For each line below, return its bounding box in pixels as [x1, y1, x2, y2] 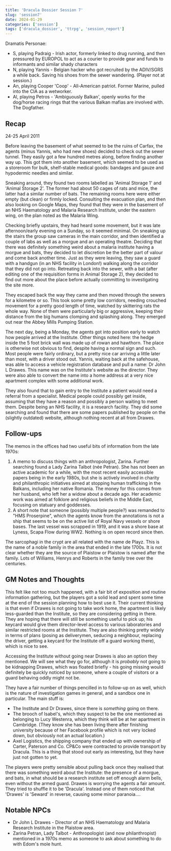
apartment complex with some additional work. [5, 377, 104, 383]
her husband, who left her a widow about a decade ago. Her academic [12, 491, 161, 497]
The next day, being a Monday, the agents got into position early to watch [5, 329, 160, 335]
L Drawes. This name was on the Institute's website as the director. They [5, 367, 158, 373]
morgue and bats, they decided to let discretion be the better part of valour [5, 249, 163, 255]
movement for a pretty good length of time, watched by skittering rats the [5, 302, 160, 309]
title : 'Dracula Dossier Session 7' [5, 7, 83, 13]
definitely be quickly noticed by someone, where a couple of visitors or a [5, 669, 159, 675]
